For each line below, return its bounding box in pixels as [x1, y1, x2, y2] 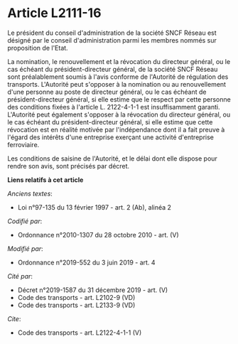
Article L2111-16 [7, 5, 102, 21]
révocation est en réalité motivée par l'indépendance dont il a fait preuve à [7, 125, 225, 134]
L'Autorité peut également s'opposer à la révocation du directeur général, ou [7, 110, 231, 119]
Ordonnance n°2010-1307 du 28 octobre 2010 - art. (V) [17, 230, 179, 239]
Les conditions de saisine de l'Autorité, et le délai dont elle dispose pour [7, 154, 218, 163]
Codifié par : [7, 217, 43, 225]
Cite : [7, 314, 21, 323]
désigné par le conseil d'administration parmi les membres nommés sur [7, 36, 217, 44]
